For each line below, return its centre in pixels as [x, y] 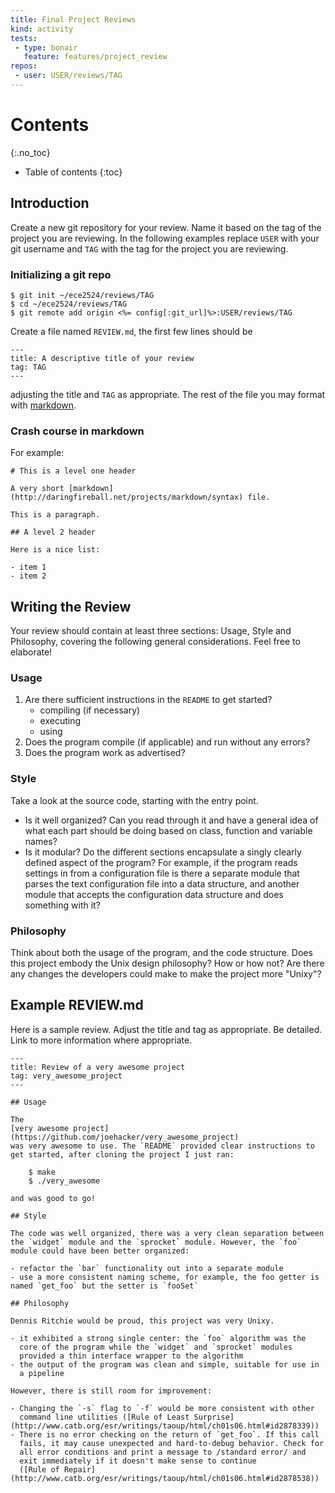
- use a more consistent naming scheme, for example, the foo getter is [165, 1277]
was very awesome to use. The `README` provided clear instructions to [162, 1146]
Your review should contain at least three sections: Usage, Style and [151, 631]
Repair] [80, 1469]
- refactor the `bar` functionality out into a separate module [147, 1268]
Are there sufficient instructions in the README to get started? [148, 700]
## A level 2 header [53, 532]
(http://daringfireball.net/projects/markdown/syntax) [127, 497]
